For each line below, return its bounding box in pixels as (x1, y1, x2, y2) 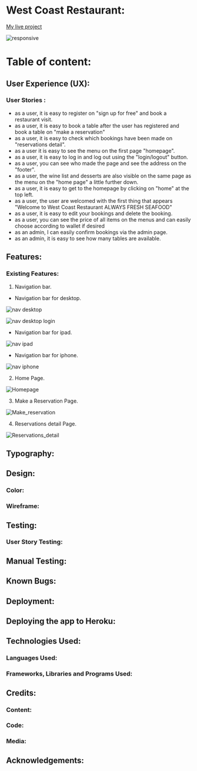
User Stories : (6, 96, 46, 104)
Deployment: (6, 596, 55, 606)
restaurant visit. (14, 116, 53, 123)
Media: (6, 737, 26, 746)
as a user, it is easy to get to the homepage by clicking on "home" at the (14, 184, 189, 192)
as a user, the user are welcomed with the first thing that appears (14, 197, 173, 204)
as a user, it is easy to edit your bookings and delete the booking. (14, 210, 173, 217)
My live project (6, 23, 42, 30)
